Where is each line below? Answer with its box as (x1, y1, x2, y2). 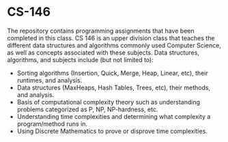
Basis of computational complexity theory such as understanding (16, 98, 200, 106)
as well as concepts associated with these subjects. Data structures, (7, 48, 200, 57)
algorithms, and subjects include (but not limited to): (7, 55, 154, 63)
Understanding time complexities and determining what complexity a (16, 112, 211, 120)
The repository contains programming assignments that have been (7, 27, 195, 35)
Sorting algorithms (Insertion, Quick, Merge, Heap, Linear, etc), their (16, 69, 208, 77)
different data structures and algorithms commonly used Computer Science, (7, 41, 222, 49)
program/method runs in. (16, 119, 87, 128)
